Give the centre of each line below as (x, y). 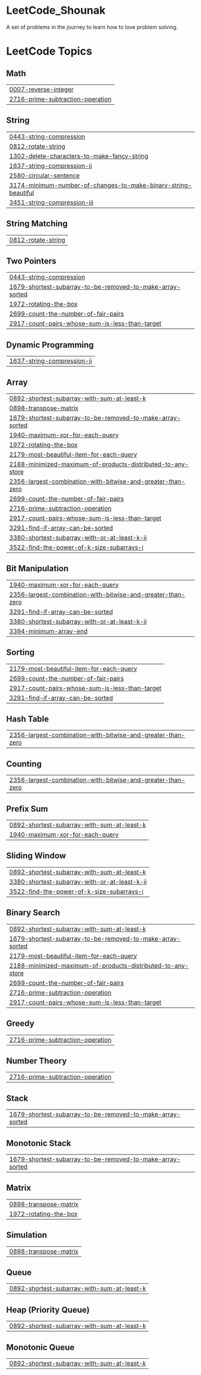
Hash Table (28, 719)
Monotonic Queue (40, 1347)
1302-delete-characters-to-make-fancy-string (79, 156)
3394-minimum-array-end (48, 631)
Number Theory (36, 1061)
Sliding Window (36, 856)
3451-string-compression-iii (51, 203)
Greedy (20, 1024)
